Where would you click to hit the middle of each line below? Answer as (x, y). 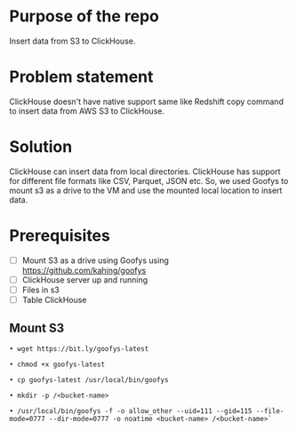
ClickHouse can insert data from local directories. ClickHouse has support (145, 172)
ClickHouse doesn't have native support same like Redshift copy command (147, 101)
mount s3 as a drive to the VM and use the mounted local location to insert (146, 190)
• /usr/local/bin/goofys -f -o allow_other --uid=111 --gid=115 (131, 411)
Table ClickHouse (54, 299)
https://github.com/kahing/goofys (84, 270)
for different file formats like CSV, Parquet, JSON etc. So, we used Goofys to (149, 180)
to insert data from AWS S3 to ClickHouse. (87, 111)
